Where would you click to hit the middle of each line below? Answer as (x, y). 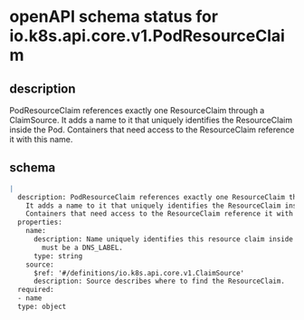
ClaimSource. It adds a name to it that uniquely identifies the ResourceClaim (151, 120)
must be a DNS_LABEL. (83, 247)
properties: (40, 223)
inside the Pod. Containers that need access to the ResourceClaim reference (152, 130)
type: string (58, 256)
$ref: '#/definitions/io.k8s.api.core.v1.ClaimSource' (139, 273)
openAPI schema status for (114, 17)
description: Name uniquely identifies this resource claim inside (163, 239)
